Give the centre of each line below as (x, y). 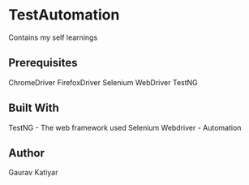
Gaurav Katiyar (33, 173)
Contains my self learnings (53, 37)
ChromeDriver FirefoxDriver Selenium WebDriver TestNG (103, 82)
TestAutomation (64, 15)
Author (26, 153)
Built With (34, 108)
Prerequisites (43, 63)
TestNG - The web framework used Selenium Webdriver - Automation (125, 127)
